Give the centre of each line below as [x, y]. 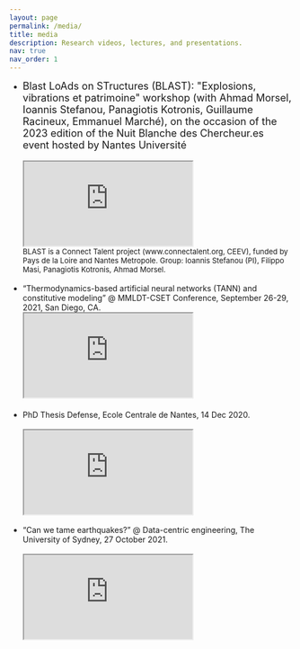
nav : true [28, 51]
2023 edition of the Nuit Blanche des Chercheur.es [143, 133]
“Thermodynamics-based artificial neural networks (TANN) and [140, 288]
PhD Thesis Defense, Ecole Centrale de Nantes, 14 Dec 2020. [136, 415]
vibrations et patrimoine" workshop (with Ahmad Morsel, [157, 98]
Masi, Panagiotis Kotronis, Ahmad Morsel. [94, 269]
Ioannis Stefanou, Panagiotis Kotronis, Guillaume [138, 110]
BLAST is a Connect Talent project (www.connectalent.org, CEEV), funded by [155, 251]
